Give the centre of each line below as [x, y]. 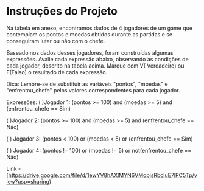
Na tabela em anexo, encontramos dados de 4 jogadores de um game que [100, 28]
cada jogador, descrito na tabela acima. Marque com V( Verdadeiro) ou [95, 66]
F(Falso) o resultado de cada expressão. [57, 72]
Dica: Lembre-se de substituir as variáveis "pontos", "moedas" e [87, 84]
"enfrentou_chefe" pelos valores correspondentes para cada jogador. [93, 90]
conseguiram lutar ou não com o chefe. [56, 41]
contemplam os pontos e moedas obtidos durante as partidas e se [90, 34]
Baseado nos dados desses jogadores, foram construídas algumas [90, 52]
